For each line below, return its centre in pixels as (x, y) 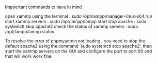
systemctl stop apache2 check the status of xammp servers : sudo (71, 26)
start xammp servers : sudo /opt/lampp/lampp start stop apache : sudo (76, 21)
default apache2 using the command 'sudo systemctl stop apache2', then (78, 46)
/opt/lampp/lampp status (30, 31)
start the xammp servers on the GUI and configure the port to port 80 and (78, 51)
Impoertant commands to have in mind (44, 7)
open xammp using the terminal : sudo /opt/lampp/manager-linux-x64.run (79, 16)
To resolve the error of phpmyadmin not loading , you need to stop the (75, 41)
